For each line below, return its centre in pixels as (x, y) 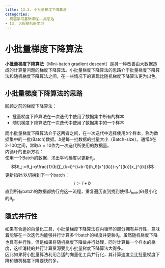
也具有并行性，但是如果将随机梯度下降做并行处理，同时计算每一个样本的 (78, 242)
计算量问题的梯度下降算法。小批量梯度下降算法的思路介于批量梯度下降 (84, 70)
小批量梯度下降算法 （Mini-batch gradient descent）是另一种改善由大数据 (79, 64)
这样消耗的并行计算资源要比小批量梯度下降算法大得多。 (69, 248)
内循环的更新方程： (25, 151)
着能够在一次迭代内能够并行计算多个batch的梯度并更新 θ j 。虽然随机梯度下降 (82, 235)
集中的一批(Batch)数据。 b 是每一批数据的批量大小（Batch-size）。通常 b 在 (83, 139)
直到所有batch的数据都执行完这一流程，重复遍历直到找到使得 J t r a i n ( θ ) (75, 192)
